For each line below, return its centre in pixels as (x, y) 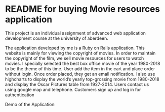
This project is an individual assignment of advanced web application (75, 33)
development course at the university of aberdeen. (57, 38)
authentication (20, 95)
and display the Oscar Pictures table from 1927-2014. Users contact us (77, 84)
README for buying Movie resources (82, 9)
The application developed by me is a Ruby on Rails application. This (75, 48)
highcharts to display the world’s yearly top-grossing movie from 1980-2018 (82, 79)
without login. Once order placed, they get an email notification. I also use (80, 74)
